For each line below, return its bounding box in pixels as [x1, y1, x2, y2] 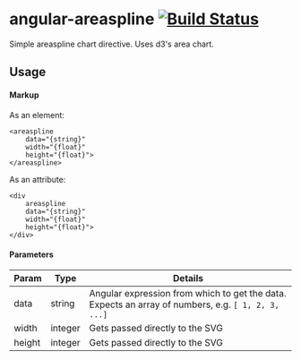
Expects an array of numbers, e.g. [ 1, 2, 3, [89, 298, 279, 311]
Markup [9, 90, 39, 100]
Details [173, 271, 204, 284]
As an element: [9, 109, 65, 120]
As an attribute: [9, 174, 66, 184]
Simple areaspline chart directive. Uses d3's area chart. [9, 39, 215, 49]
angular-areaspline [9, 9, 155, 30]
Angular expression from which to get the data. [89, 287, 287, 299]
